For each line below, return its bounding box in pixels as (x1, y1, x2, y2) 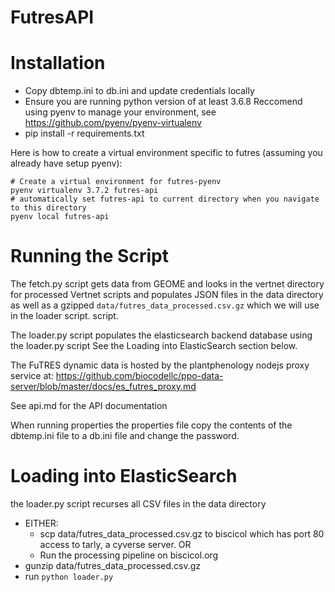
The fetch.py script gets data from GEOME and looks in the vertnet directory (10, 278, 325, 290)
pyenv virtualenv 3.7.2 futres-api (10, 186, 159, 196)
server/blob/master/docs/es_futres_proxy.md (10, 381, 197, 393)
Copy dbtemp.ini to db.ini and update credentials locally (24, 85, 255, 97)
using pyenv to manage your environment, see (24, 106, 217, 118)
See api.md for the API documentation (10, 400, 168, 412)
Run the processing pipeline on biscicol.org (39, 549, 219, 561)
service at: (10, 370, 54, 382)
